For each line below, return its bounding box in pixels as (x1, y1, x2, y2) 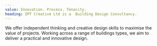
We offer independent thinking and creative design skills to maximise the (5, 25, 152, 31)
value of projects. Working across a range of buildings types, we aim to (5, 30, 149, 36)
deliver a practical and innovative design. (5, 35, 88, 41)
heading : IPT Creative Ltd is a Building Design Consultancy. (5, 12, 137, 16)
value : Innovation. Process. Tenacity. (5, 7, 87, 12)
